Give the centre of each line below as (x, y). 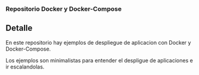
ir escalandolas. (25, 67)
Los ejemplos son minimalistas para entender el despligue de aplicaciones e (99, 60)
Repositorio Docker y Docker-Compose (64, 9)
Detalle (19, 28)
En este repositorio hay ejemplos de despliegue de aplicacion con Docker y (98, 42)
